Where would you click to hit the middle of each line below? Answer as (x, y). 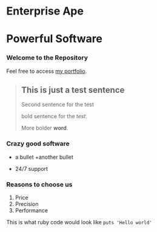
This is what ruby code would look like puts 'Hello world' (79, 222)
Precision (27, 204)
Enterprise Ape (45, 11)
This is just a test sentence (73, 90)
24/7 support (32, 168)
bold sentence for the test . (54, 116)
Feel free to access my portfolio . (47, 71)
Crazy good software (38, 144)
